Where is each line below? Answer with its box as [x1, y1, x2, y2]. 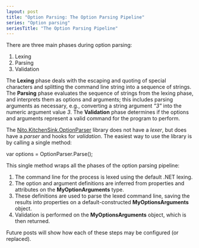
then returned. [14, 218, 50, 225]
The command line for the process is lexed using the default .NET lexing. [14, 173, 193, 181]
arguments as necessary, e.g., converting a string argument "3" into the [6, 102, 182, 110]
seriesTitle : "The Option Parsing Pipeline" [6, 25, 118, 31]
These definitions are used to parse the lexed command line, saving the [14, 192, 190, 199]
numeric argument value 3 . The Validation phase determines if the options [6, 109, 189, 116]
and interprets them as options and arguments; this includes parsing [6, 96, 173, 103]
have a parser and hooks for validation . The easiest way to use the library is [6, 133, 192, 140]
